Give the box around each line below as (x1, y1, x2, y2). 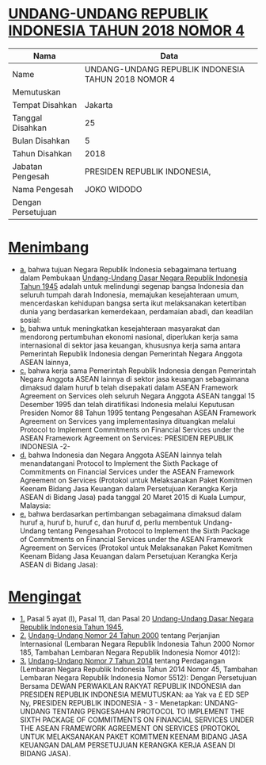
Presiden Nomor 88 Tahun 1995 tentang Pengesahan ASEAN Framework (19, 408, 256, 417)
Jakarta (84, 99, 113, 110)
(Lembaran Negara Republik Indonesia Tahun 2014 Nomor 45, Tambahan (19, 664, 258, 674)
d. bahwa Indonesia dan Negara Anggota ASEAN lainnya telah (19, 450, 222, 459)
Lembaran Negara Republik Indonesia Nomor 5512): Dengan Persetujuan (19, 672, 257, 682)
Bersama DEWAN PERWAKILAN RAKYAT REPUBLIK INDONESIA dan (19, 681, 241, 690)
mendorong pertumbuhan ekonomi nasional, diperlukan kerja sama (19, 332, 239, 341)
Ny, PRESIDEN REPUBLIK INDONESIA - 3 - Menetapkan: (19, 698, 203, 707)
